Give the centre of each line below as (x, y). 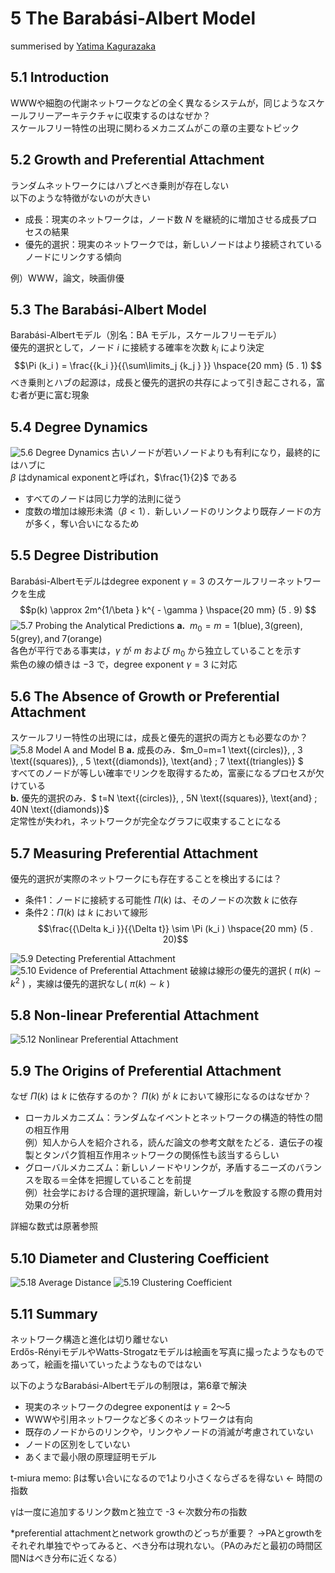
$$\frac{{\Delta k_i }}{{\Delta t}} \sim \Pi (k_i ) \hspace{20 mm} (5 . (175, 929)
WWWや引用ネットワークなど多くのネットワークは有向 (138, 1419)
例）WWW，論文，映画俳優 (67, 278)
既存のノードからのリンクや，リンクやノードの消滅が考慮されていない (169, 1431)
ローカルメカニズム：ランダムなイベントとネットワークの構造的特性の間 (173, 1118)
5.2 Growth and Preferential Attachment (137, 160)
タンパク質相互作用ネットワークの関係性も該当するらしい (161, 1155)
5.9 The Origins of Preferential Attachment (146, 1070)
